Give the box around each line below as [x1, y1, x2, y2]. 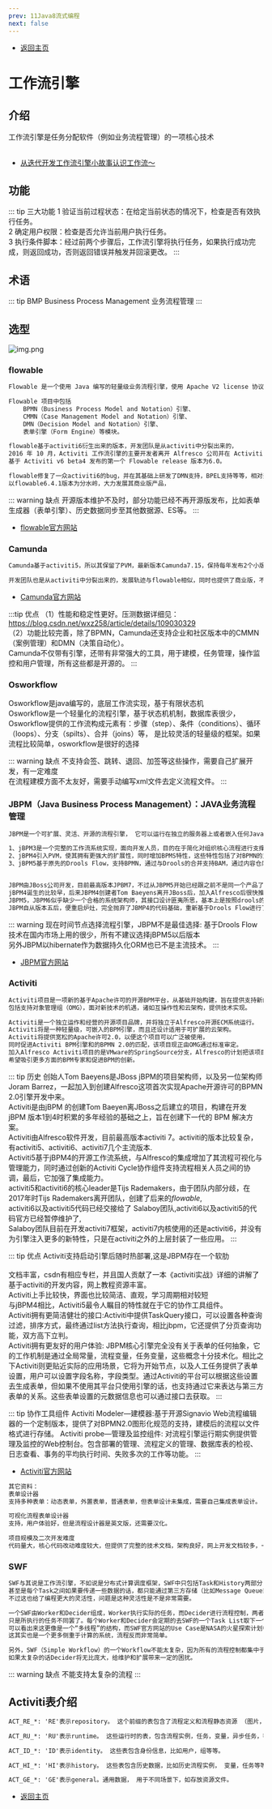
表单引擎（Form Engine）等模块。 [23, 427, 124, 436]
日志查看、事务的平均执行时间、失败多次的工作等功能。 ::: [8, 1448, 202, 1459]
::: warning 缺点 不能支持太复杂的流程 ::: [8, 1670, 142, 1679]
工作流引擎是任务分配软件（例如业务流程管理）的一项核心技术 [8, 131, 215, 142]
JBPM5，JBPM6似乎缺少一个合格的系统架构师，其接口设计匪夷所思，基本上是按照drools [8, 896, 260, 904]
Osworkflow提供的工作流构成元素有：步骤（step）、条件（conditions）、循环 [8, 719, 261, 729]
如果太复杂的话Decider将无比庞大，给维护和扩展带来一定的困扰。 [8, 1654, 197, 1662]
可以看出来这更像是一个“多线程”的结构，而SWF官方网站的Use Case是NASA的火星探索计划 [8, 1624, 263, 1632]
